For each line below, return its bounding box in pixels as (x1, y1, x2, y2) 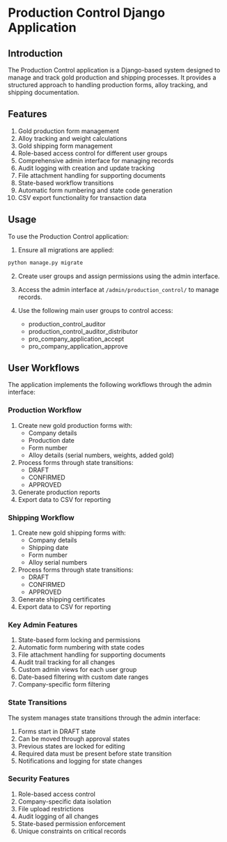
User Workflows (8, 362, 80, 374)
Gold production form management (17, 127, 120, 135)
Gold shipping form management (17, 141, 113, 150)
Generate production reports (17, 488, 100, 496)
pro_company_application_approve (28, 342, 128, 350)
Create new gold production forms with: (17, 421, 133, 429)
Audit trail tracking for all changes (17, 658, 116, 666)
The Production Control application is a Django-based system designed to (8, 66, 221, 74)
